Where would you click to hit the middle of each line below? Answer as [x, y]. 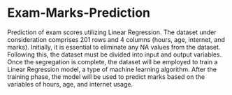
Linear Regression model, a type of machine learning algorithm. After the [112, 69]
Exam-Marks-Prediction [79, 13]
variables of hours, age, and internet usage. [70, 84]
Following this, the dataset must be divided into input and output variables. [115, 54]
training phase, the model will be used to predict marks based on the [106, 76]
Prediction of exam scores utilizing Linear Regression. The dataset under [112, 32]
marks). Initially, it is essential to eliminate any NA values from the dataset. [114, 47]
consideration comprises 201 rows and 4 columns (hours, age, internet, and [116, 39]
